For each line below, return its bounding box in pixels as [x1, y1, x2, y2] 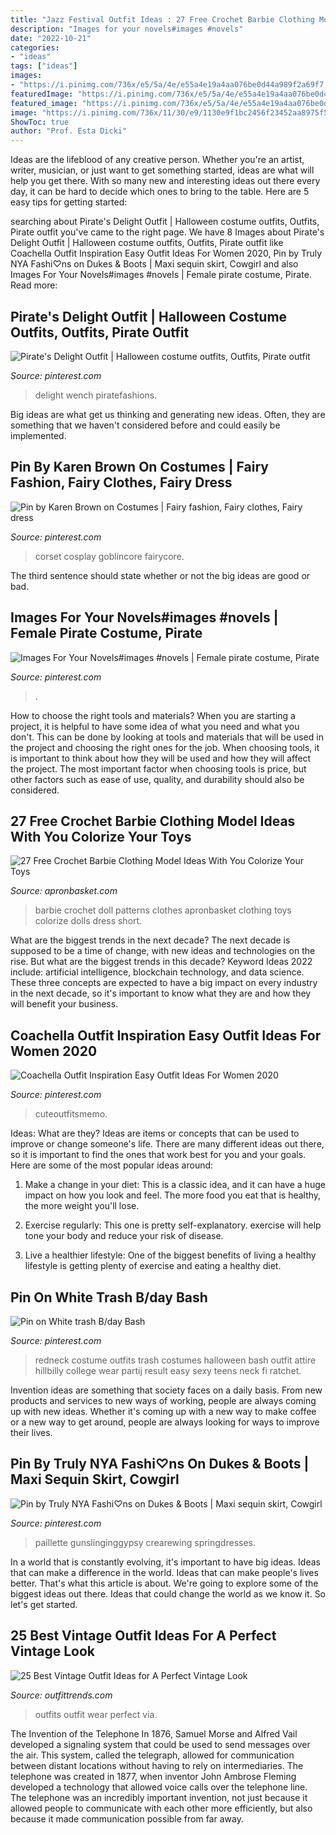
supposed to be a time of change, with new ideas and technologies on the [10, 945, 316, 957]
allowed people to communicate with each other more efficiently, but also [10, 1802, 313, 1814]
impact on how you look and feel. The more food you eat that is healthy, [24, 1189, 322, 1201]
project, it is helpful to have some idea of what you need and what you [10, 720, 300, 732]
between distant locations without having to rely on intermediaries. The [10, 1759, 304, 1771]
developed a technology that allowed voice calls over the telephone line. [10, 1781, 308, 1793]
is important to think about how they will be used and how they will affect [10, 752, 312, 764]
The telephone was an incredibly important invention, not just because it [10, 1791, 308, 1803]
